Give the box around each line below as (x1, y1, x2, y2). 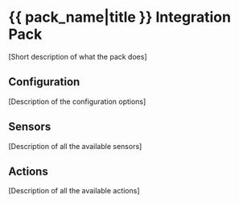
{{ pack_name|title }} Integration (8, 8, 232, 27)
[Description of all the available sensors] (8, 141, 142, 151)
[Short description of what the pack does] (8, 52, 147, 61)
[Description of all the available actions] (8, 186, 140, 196)
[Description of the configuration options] (8, 97, 146, 106)
